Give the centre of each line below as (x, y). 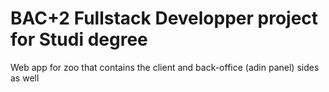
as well (25, 78)
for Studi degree (79, 39)
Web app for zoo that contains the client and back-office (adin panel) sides (165, 67)
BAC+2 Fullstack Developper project (164, 18)
